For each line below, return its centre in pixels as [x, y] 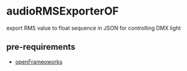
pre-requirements [41, 47]
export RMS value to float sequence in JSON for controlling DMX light [94, 28]
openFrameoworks [39, 61]
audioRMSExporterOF [62, 11]
